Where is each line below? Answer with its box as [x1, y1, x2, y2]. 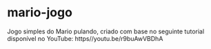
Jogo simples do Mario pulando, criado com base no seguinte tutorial [7, 27, 205, 35]
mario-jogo [7, 5, 72, 20]
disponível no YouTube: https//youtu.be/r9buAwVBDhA [7, 34, 163, 42]
